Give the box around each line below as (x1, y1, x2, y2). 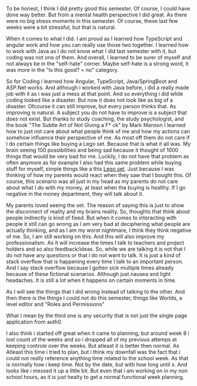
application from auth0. (6, 318, 63, 325)
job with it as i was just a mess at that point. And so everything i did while (6, 91, 183, 97)
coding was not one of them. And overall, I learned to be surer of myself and (6, 54, 191, 61)
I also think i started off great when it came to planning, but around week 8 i (6, 330, 189, 337)
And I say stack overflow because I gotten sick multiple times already (6, 264, 174, 271)
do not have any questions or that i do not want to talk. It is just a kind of (6, 252, 181, 258)
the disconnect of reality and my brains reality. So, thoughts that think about (6, 208, 190, 215)
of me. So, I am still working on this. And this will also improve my (6, 233, 165, 240)
